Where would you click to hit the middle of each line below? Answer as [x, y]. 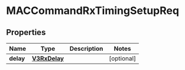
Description [86, 49]
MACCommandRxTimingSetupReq [92, 11]
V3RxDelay [48, 58]
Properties [26, 32]
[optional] [123, 58]
